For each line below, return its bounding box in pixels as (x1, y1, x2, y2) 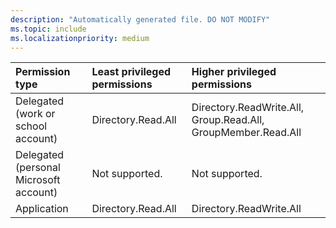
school (15, 119, 48, 133)
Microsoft (15, 173, 61, 187)
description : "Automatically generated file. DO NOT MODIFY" (10, 14, 271, 25)
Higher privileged (191, 65, 277, 79)
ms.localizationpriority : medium (10, 33, 150, 43)
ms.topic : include (10, 24, 87, 34)
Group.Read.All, (191, 113, 265, 127)
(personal (15, 161, 61, 175)
